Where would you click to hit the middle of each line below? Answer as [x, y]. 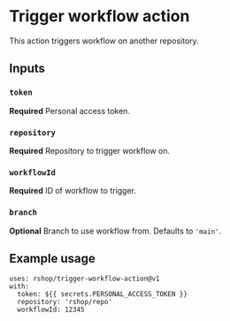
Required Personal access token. [70, 111]
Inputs [27, 69]
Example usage [52, 258]
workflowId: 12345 [51, 310]
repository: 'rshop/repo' [65, 302]
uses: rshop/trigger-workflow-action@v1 [85, 279]
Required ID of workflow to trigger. [73, 191]
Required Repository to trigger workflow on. [90, 150]
